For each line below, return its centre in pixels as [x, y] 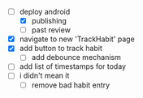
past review [51, 30]
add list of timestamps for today [73, 66]
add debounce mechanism [76, 58]
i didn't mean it [44, 75]
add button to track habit [61, 49]
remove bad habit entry [71, 85]
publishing [49, 21]
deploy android [45, 12]
